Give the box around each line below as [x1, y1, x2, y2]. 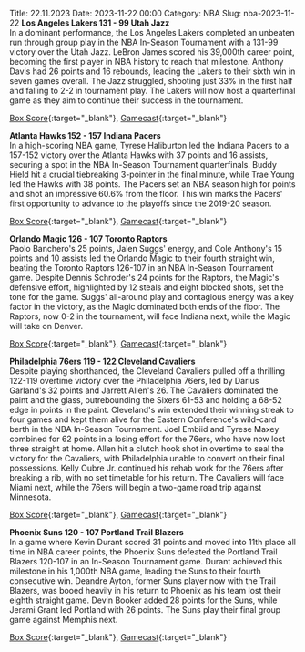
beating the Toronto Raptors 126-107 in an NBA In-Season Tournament [9, 263, 274, 273]
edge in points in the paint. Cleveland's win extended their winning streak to [9, 405, 294, 415]
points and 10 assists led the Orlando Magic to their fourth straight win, [9, 253, 275, 264]
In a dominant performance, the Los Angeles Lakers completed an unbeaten [9, 27, 295, 37]
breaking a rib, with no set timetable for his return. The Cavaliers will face [9, 472, 285, 482]
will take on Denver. [9, 321, 84, 331]
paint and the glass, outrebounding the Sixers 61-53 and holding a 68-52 [9, 395, 282, 405]
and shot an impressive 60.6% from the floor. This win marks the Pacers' [9, 189, 283, 199]
